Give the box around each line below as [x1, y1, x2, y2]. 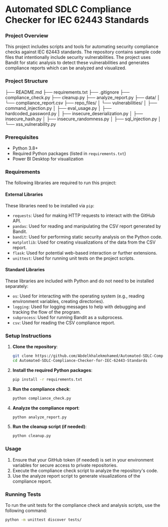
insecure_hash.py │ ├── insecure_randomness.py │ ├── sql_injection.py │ [5, 116, 161, 122]
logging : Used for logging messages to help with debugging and [12, 304, 146, 310]
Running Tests [5, 491, 41, 498]
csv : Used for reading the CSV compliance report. [12, 320, 115, 326]
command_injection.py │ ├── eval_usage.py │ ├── [5, 105, 112, 111]
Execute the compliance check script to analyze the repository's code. [12, 467, 158, 474]
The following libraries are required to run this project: [5, 180, 117, 186]
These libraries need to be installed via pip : [5, 202, 94, 208]
